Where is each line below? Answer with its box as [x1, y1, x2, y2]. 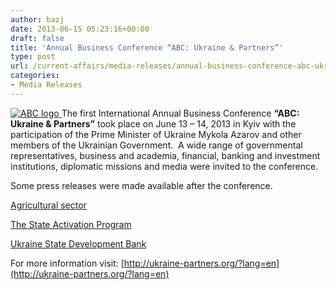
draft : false [10, 33, 65, 43]
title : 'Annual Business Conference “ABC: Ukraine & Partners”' [10, 42, 284, 53]
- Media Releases [10, 80, 83, 90]
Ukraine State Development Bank [10, 237, 147, 250]
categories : [10, 71, 60, 81]
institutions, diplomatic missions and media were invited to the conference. [10, 160, 319, 172]
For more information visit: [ [10, 257, 125, 269]
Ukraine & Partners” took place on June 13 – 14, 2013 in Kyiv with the [10, 117, 297, 130]
